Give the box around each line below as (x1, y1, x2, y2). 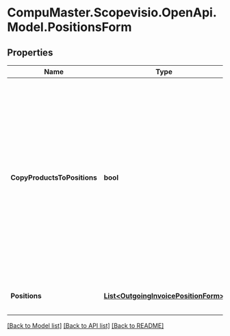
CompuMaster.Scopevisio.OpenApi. (7, 5, 217, 21)
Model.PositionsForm (7, 19, 132, 35)
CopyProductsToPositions (10, 173, 97, 182)
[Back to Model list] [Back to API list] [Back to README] (7, 322, 164, 330)
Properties (7, 47, 53, 58)
